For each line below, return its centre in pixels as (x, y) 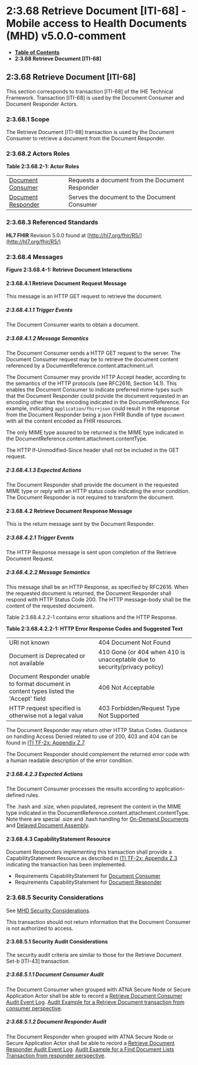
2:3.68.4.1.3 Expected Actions (44, 470)
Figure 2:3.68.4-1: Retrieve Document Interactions (69, 269)
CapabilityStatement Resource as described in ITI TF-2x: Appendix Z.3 (92, 858)
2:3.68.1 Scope (28, 119)
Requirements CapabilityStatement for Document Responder (88, 882)
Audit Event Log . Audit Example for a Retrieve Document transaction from (95, 1002)
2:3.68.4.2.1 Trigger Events (40, 537)
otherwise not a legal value (46, 716)
